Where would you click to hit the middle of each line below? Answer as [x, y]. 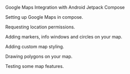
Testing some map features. [35, 66]
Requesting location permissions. [40, 27]
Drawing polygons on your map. [39, 56]
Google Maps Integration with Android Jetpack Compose [65, 7]
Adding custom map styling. [35, 47]
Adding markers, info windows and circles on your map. [64, 37]
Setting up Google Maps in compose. [44, 17]
